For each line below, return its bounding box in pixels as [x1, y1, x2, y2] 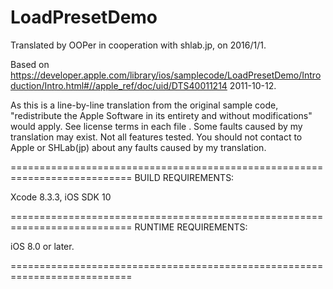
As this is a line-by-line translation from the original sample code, [10, 99, 279, 111]
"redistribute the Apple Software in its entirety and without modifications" [10, 109, 313, 121]
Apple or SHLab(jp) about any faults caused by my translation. [10, 141, 267, 153]
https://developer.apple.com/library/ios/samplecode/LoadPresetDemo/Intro [10, 69, 322, 81]
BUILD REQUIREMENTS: [134, 171, 235, 183]
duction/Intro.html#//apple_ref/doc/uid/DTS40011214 [10, 79, 228, 91]
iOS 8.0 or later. [10, 240, 75, 252]
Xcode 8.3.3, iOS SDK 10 [10, 191, 112, 203]
